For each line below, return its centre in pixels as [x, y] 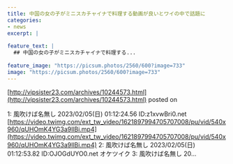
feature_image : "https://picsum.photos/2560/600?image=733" [97, 66]
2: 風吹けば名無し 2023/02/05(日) [147, 144]
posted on [163, 99]
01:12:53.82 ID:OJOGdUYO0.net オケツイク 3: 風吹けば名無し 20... [102, 154]
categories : [24, 20]
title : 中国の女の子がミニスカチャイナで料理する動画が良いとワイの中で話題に [106, 14]
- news [17, 27]
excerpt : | [23, 33]
